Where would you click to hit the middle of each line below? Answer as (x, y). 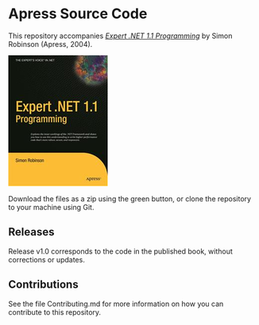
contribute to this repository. (55, 312)
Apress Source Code (78, 14)
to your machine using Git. (51, 207)
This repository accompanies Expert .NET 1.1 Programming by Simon (120, 36)
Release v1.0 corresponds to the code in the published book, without (120, 251)
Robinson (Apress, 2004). (50, 44)
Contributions (43, 285)
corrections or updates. (46, 259)
